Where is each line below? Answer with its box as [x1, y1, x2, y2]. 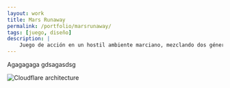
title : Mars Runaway [7, 16, 66, 23]
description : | [7, 35, 51, 42]
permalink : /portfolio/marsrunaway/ [7, 23, 112, 29]
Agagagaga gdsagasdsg [7, 61, 77, 68]
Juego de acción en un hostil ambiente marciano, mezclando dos [19, 42, 207, 48]
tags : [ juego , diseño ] [7, 29, 72, 36]
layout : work [7, 10, 44, 17]
